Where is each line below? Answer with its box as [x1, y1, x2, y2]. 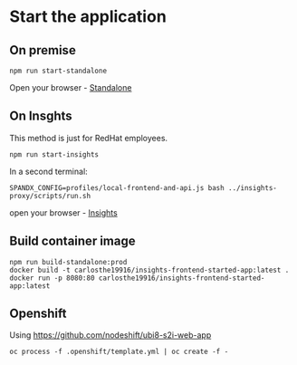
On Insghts [9, 109, 72, 124]
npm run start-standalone [9, 66, 107, 75]
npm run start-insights [9, 149, 100, 159]
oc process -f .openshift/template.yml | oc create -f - [9, 347, 229, 357]
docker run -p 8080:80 [9, 274, 95, 283]
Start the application [9, 6, 168, 27]
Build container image [9, 234, 136, 249]
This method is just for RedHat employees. [9, 132, 168, 143]
